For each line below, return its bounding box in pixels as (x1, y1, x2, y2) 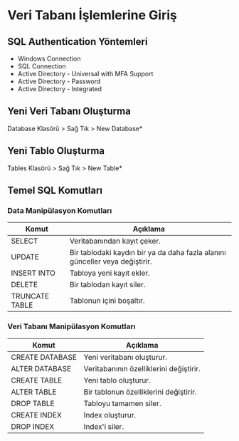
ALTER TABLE (11, 387, 57, 397)
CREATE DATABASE (11, 352, 77, 362)
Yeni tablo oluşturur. (83, 375, 151, 385)
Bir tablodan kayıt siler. (69, 280, 146, 290)
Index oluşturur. (83, 410, 137, 420)
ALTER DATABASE (11, 363, 72, 373)
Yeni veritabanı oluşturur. (83, 352, 167, 362)
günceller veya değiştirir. (69, 256, 153, 266)
